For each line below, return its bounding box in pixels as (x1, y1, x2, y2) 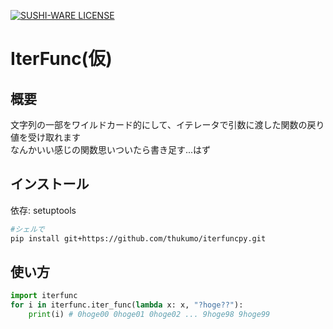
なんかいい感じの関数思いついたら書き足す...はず (10, 144, 212, 155)
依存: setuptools (10, 204, 77, 216)
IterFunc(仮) (10, 48, 113, 70)
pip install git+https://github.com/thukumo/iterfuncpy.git (10, 233, 267, 244)
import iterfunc (10, 291, 78, 301)
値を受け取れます (10, 131, 81, 143)
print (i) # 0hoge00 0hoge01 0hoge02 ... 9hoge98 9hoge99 (28, 310, 271, 320)
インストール (10, 176, 90, 193)
